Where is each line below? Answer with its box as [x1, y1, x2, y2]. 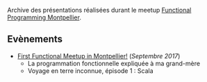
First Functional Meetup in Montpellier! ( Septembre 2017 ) [17, 51, 181, 60]
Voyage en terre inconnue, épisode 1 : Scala [27, 66, 154, 75]
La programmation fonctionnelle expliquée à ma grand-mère [27, 59, 200, 67]
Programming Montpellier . [7, 13, 82, 22]
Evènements [7, 33, 63, 45]
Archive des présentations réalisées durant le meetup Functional [7, 6, 192, 14]
